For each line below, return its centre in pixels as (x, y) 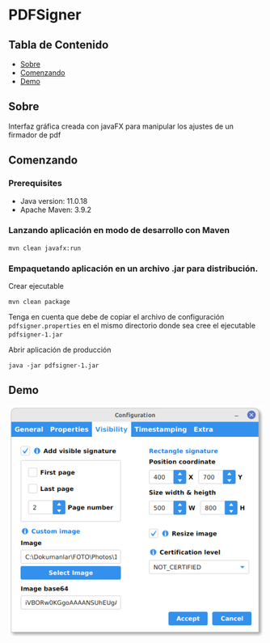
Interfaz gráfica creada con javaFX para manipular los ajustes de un (121, 126)
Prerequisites (35, 184)
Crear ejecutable (36, 286)
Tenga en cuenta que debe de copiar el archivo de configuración (116, 317)
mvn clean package (39, 302)
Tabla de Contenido (59, 45)
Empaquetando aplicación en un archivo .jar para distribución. (133, 269)
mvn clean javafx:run (45, 248)
